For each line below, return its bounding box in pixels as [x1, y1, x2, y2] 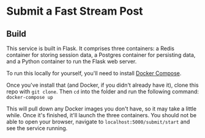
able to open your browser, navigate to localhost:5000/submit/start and [6, 118, 190, 125]
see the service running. [6, 125, 68, 132]
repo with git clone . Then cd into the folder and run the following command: [6, 88, 199, 95]
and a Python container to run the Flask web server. [6, 58, 137, 65]
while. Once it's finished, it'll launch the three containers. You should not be [6, 112, 197, 118]
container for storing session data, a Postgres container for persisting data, [6, 51, 196, 59]
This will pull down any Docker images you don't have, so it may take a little [6, 105, 197, 112]
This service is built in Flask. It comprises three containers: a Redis [6, 45, 174, 52]
